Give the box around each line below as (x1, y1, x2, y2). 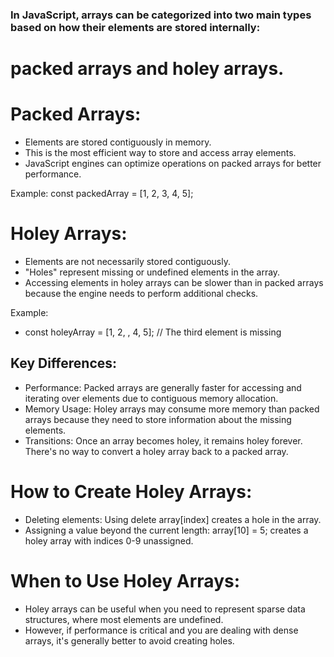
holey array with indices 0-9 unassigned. (24, 534, 194, 547)
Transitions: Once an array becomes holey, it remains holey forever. (24, 434, 303, 447)
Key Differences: (10, 355, 118, 372)
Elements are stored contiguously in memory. (24, 136, 212, 148)
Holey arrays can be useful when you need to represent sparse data (24, 603, 306, 615)
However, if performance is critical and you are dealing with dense (24, 624, 299, 636)
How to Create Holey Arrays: (10, 480, 253, 503)
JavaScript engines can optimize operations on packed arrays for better (24, 158, 322, 170)
